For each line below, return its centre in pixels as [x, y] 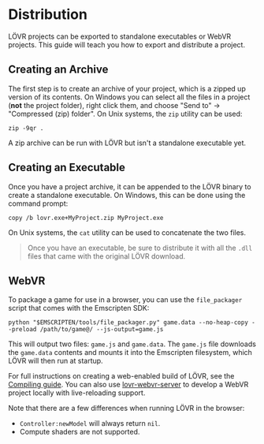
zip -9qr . [26, 128]
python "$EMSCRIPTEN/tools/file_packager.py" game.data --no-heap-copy [128, 323]
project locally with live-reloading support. [77, 393]
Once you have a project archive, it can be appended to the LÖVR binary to [130, 186]
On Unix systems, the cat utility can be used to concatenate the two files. [127, 232]
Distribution [48, 15]
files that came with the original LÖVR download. [106, 256]
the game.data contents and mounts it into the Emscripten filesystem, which [130, 353]
